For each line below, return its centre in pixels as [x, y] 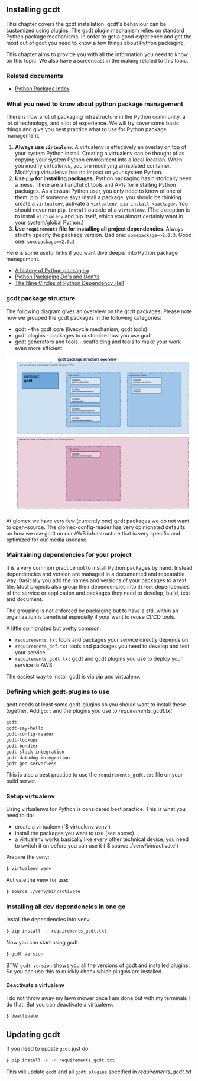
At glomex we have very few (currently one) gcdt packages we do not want [98, 521]
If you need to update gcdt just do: [48, 1049]
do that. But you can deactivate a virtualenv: [60, 1005]
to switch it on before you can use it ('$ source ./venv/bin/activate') [97, 846]
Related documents [35, 76]
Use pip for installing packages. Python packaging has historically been [103, 178]
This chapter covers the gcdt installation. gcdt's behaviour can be [86, 24]
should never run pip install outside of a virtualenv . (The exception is [102, 210]
